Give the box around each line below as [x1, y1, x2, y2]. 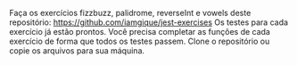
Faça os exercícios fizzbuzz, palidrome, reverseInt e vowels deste [9, 8, 252, 18]
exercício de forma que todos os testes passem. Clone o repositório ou [9, 36, 270, 46]
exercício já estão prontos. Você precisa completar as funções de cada [9, 27, 270, 37]
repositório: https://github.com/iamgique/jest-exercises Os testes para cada [9, 17, 288, 28]
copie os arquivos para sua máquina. [9, 45, 145, 56]
